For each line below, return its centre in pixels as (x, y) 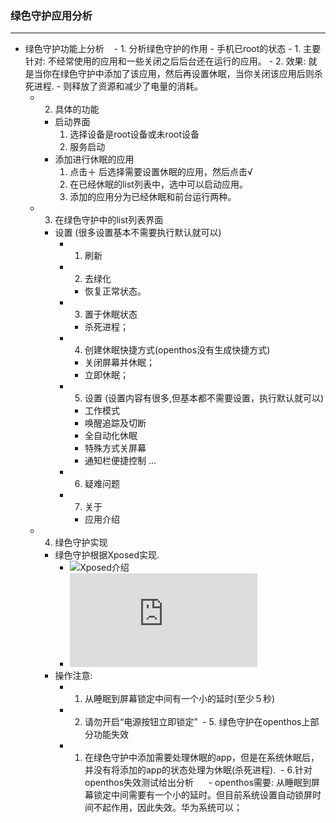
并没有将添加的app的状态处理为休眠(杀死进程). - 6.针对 (198, 770)
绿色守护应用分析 (51, 15)
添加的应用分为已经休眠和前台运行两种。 (153, 197)
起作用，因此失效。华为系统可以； (172, 808)
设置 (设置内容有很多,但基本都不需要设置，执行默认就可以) (204, 398)
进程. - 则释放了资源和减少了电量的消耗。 (118, 86)
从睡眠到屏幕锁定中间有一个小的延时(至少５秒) (180, 699)
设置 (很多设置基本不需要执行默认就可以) (138, 233)
